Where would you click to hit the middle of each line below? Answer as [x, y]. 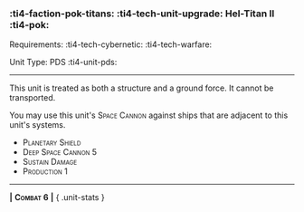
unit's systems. [38, 125]
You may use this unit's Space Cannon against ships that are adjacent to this [149, 115]
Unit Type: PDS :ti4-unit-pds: [63, 63]
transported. [33, 98]
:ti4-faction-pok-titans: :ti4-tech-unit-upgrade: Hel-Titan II [142, 14]
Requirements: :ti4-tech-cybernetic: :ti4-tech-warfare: [111, 44]
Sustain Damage [50, 162]
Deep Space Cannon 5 [60, 152]
